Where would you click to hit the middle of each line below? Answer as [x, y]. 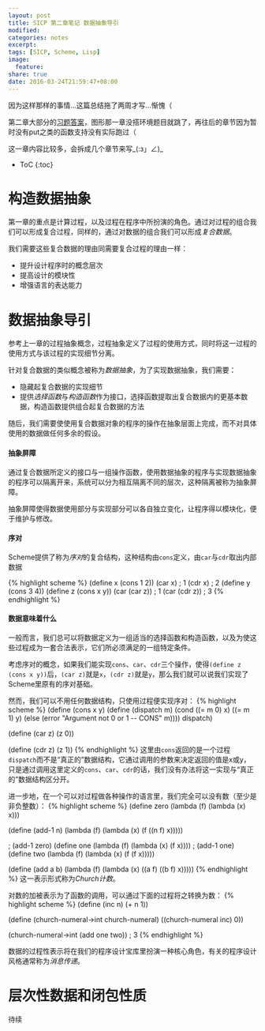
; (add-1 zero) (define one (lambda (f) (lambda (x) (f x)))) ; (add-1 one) [121, 845]
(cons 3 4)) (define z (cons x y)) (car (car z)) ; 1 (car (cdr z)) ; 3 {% [116, 591]
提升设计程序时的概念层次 [61, 265]
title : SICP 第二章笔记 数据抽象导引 [63, 23]
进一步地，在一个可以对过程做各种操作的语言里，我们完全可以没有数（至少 [129, 796]
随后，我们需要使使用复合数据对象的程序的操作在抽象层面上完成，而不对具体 [132, 423]
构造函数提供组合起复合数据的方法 [89, 407]
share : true [28, 74]
